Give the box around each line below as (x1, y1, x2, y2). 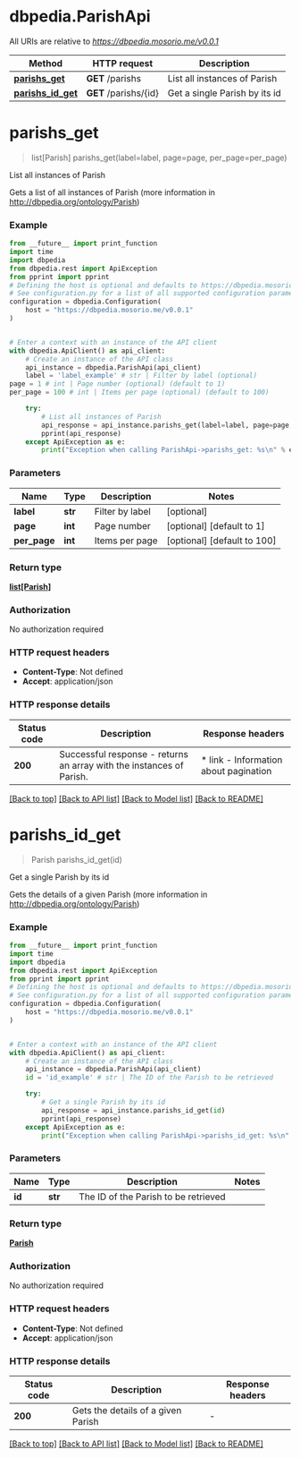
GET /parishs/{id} (86, 87, 159, 99)
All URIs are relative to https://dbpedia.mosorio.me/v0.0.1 (9, 36, 219, 47)
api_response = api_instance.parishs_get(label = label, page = (41, 421, 274, 430)
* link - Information (200, 754, 283, 766)
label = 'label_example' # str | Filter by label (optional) (25, 371, 257, 380)
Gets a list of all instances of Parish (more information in (9, 186, 216, 198)
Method (28, 56, 63, 69)
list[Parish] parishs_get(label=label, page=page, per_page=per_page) (30, 152, 287, 163)
